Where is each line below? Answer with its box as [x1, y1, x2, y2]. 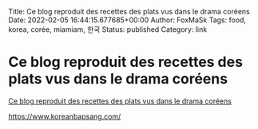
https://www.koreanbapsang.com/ [8, 111, 121, 121]
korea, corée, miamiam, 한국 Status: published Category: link [8, 25, 208, 34]
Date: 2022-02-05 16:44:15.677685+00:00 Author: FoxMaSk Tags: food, [8, 15, 246, 25]
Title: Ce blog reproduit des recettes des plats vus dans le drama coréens [8, 7, 250, 16]
